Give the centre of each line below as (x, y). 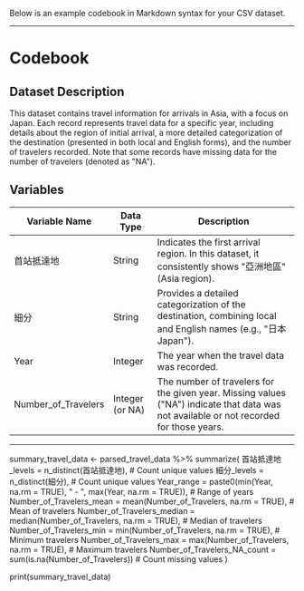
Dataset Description (67, 91)
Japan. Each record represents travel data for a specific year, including (142, 123)
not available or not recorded (218, 415)
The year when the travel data (221, 355)
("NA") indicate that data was (219, 404)
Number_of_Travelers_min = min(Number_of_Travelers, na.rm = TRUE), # (145, 530)
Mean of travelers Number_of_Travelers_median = (103, 510)
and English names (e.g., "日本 (222, 328)
